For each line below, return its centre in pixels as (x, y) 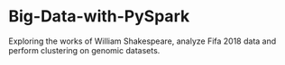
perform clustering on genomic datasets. (84, 50)
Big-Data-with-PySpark (99, 16)
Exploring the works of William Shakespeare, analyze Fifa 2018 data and (142, 41)
